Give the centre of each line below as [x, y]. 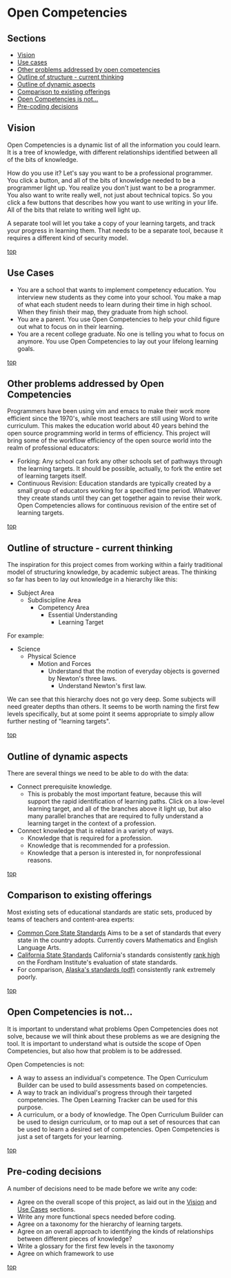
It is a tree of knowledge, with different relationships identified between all [112, 152]
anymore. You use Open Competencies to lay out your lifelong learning [118, 341]
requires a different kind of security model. [68, 237]
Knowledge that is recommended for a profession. [99, 845]
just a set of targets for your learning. [70, 1136]
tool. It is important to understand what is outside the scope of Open [104, 1043]
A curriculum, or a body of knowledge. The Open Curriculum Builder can [120, 1114]
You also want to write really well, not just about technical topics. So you [110, 195]
